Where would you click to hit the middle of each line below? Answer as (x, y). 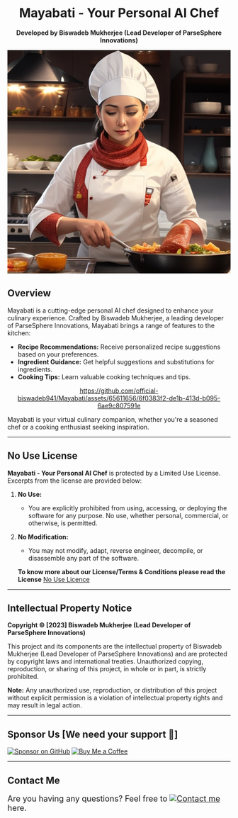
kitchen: (19, 333)
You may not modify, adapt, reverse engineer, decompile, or (115, 550)
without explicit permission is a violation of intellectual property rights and (115, 698)
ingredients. (35, 369)
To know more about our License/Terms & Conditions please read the (121, 571)
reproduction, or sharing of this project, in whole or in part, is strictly (107, 669)
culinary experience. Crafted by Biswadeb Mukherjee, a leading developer (116, 318)
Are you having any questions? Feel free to (87, 799)
